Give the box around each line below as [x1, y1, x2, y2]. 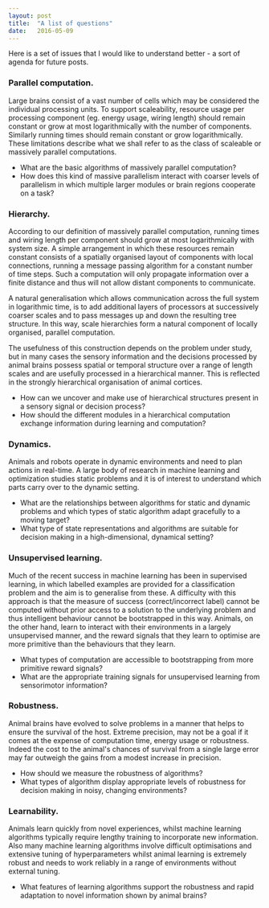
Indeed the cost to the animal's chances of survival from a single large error [8, 744, 259, 754]
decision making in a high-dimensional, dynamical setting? [19, 532, 214, 542]
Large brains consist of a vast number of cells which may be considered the [8, 96, 259, 105]
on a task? [19, 188, 55, 198]
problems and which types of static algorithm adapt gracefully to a [19, 507, 241, 516]
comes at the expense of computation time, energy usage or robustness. [8, 735, 250, 745]
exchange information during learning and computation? [19, 418, 206, 428]
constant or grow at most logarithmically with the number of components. [8, 121, 252, 131]
